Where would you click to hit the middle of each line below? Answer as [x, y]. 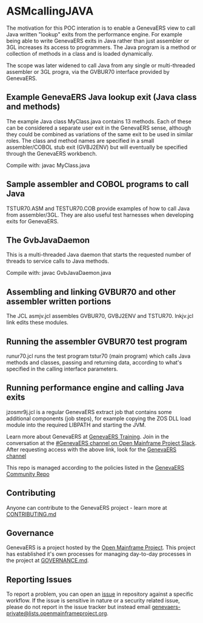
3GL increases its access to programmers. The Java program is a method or [101, 47]
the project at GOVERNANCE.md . [48, 561]
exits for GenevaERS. [32, 221]
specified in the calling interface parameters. [62, 369]
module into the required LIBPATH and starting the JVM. [76, 424]
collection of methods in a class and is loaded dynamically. [80, 53]
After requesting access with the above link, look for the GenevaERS [92, 449]
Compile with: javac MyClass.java [48, 165]
